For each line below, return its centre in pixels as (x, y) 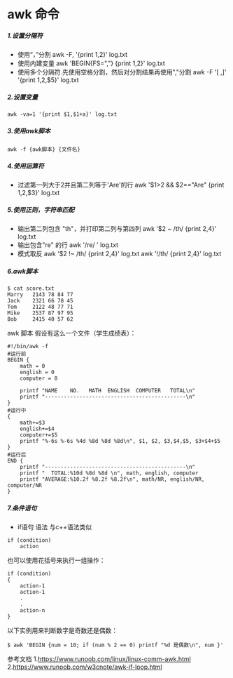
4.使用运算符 (26, 166)
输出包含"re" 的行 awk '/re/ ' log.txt (68, 245)
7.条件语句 (22, 508)
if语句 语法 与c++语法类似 (55, 526)
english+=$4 (37, 429)
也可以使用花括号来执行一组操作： (56, 560)
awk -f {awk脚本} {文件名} (44, 149)
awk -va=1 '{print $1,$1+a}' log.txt (62, 114)
